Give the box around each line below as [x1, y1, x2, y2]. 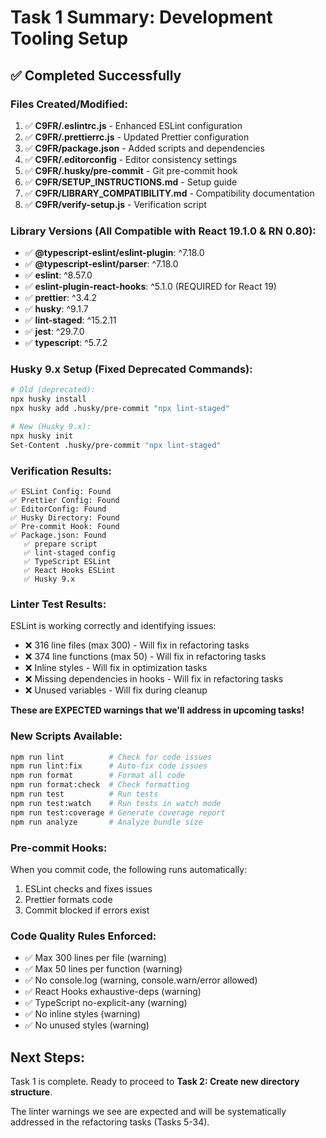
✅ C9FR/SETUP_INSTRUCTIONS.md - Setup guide [24, 176, 238, 188]
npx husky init [10, 431, 74, 441]
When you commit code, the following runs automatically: [10, 863, 248, 875]
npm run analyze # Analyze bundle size [10, 817, 203, 827]
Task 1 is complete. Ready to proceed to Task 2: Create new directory [10, 1076, 300, 1088]
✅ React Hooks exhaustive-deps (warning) [24, 986, 202, 998]
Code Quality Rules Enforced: [10, 929, 157, 943]
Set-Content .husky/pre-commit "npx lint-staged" [10, 440, 222, 450]
